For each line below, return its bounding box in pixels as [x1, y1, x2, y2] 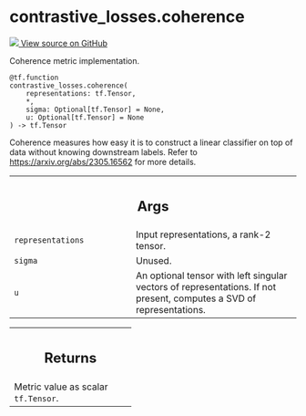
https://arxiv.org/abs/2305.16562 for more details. [9, 156, 197, 167]
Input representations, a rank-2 [136, 228, 271, 241]
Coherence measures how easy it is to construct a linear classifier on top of [9, 137, 293, 148]
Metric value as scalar [14, 380, 108, 393]
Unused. [136, 255, 172, 267]
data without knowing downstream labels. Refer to [9, 146, 199, 157]
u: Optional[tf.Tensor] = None [25, 112, 145, 122]
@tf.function [9, 73, 59, 82]
